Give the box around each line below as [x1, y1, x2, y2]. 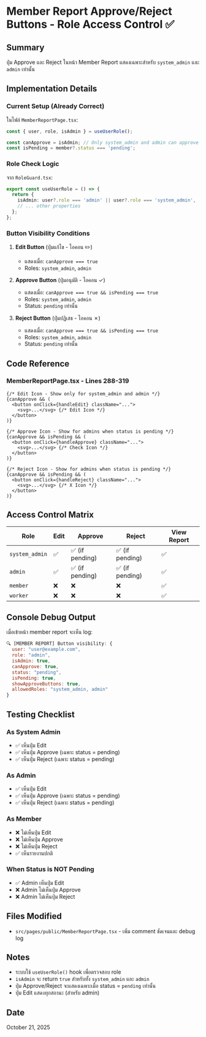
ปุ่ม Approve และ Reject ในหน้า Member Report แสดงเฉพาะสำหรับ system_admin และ [6, 58, 200, 66]
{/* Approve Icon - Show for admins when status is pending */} [6, 428, 174, 435]
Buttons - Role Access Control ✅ [6, 17, 175, 31]
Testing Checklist [6, 709, 75, 720]
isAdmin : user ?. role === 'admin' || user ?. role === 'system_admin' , [17, 197, 196, 203]
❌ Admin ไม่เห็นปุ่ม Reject [15, 893, 75, 900]
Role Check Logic [6, 160, 59, 168]
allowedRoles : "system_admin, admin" [12, 687, 109, 693]
